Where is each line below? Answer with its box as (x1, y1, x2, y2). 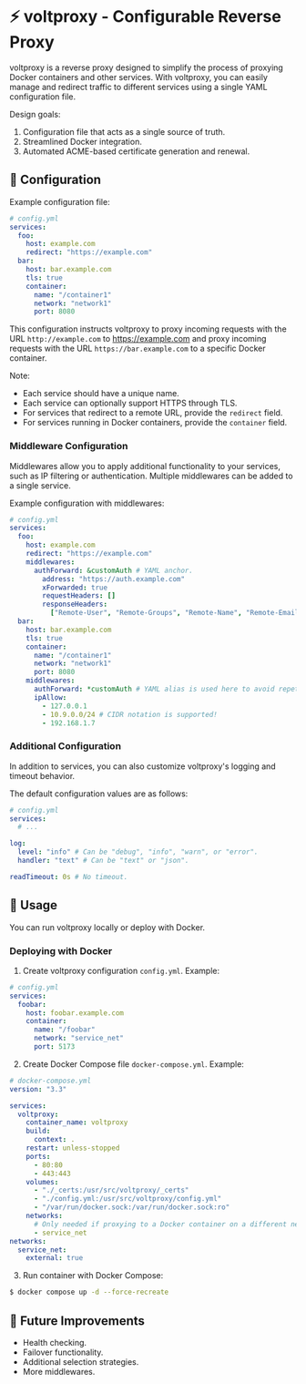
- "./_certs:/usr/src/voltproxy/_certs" (33, 1185, 189, 1195)
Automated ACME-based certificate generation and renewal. (22, 146, 250, 157)
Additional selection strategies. (22, 1357, 139, 1368)
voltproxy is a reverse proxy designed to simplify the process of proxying (9, 62, 284, 73)
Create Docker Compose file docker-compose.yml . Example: (22, 1058, 244, 1070)
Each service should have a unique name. (22, 388, 179, 399)
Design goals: (9, 108, 61, 119)
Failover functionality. (22, 1347, 104, 1358)
